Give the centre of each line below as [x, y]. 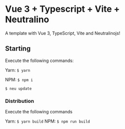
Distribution [20, 101]
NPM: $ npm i [19, 79]
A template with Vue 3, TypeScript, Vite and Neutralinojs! [63, 33]
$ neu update [18, 89]
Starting [18, 48]
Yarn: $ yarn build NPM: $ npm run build [47, 121]
